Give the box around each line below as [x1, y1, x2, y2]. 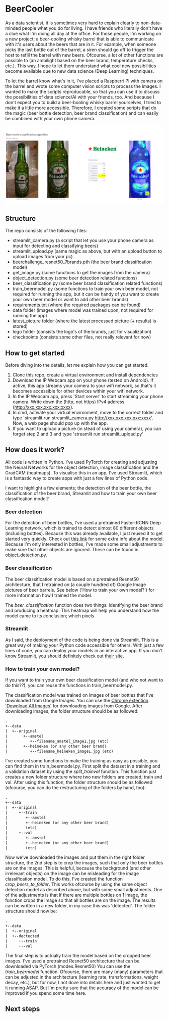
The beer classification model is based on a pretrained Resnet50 [5, 576, 139, 582]
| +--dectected [5, 934, 39, 939]
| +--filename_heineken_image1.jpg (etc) [5, 749, 114, 754]
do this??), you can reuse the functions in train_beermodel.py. [5, 683, 133, 689]
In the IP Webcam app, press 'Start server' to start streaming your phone [12, 394, 163, 400]
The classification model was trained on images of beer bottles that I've [5, 692, 154, 698]
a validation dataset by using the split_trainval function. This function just [5, 768, 157, 774]
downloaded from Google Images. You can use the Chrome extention [5, 698, 149, 704]
